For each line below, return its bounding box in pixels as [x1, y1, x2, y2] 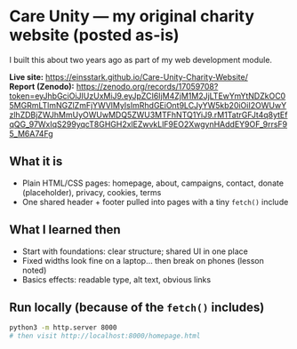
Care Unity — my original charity [9, 6, 255, 27]
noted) [21, 265, 47, 275]
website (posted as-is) [9, 25, 180, 45]
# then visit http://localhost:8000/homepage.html [9, 331, 201, 341]
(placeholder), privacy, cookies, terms [21, 186, 162, 197]
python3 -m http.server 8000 [9, 323, 117, 332]
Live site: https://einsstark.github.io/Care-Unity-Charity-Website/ [9, 71, 249, 82]
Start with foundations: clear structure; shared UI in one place [21, 246, 249, 257]
